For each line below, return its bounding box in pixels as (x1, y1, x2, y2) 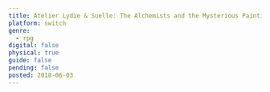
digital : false (8, 42, 59, 50)
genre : (8, 26, 31, 34)
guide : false (8, 57, 52, 65)
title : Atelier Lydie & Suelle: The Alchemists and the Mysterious (8, 11, 239, 20)
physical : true (8, 49, 59, 57)
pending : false (8, 64, 59, 72)
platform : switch (8, 19, 67, 27)
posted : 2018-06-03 (8, 71, 74, 79)
